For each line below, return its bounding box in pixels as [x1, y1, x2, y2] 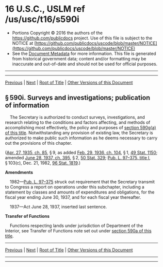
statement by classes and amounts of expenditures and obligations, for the [5, 189, 155, 195]
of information [5, 101, 49, 110]
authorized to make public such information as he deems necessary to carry [5, 135, 158, 141]
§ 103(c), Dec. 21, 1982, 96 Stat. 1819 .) [5, 160, 81, 166]
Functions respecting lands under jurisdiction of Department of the [9, 223, 143, 229]
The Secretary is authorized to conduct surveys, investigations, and [9, 114, 145, 120]
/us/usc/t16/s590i [5, 14, 80, 25]
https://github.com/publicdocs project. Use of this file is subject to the [12, 35, 153, 41]
